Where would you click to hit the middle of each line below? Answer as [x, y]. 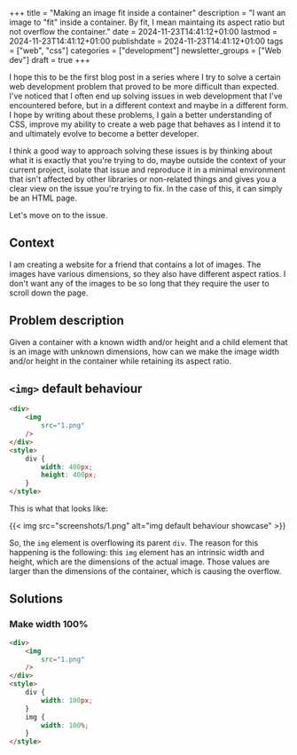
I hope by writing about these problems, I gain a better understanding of [141, 115]
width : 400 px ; [67, 467]
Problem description [66, 321]
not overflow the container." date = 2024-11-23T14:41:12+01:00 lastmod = [143, 31]
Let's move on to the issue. [59, 215]
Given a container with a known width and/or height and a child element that [148, 342]
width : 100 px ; [67, 700]
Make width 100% [49, 625]
